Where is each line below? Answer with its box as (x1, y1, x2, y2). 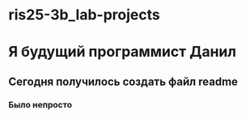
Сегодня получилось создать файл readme (8, 74, 239, 88)
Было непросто (8, 99, 73, 110)
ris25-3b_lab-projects (8, 6, 160, 24)
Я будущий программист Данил (8, 43, 237, 61)
